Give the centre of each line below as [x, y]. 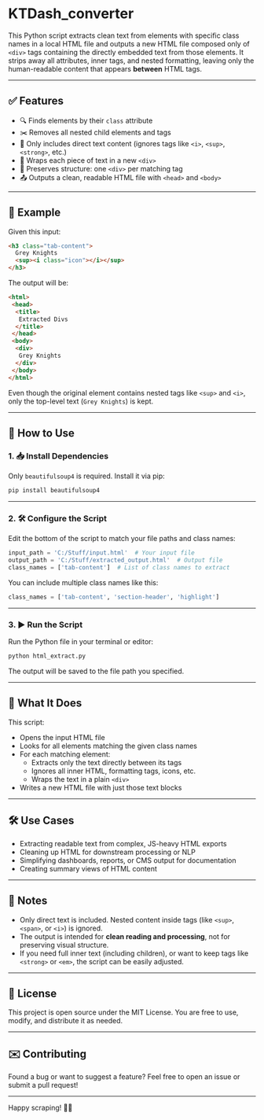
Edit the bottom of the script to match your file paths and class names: [122, 539]
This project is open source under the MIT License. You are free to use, [123, 1012]
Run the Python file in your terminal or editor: [81, 642]
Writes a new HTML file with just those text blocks [101, 787]
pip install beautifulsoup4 [54, 491]
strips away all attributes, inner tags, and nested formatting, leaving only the [131, 61]
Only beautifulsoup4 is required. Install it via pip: [86, 476]
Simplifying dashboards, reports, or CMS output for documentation [128, 860]
